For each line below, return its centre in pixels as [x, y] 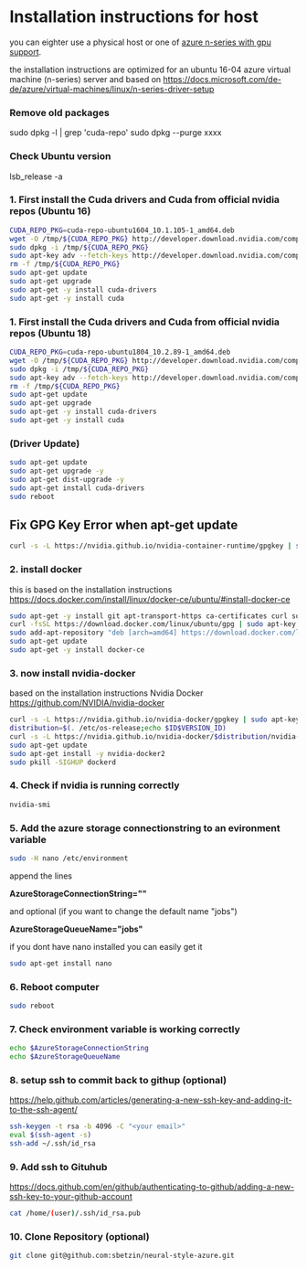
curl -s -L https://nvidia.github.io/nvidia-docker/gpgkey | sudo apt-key [155, 720]
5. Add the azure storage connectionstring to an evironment [145, 827]
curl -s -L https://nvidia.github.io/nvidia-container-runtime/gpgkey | [151, 546]
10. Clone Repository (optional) [80, 1236]
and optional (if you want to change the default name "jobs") [123, 911]
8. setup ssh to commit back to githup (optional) [118, 1080]
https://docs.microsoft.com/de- [222, 79]
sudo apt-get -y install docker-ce [77, 650]
